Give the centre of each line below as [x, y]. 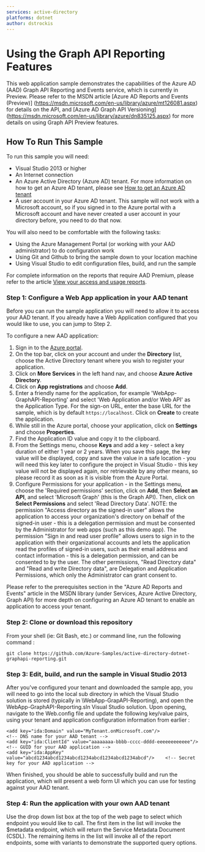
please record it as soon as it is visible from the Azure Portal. [92, 478]
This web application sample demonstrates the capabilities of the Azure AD [101, 84]
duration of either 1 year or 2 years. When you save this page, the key [103, 452]
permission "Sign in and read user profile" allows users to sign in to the [105, 536]
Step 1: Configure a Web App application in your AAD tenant [97, 298]
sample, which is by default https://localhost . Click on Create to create [107, 413]
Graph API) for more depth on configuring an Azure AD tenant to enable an [100, 600]
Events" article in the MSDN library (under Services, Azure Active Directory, [102, 593]
